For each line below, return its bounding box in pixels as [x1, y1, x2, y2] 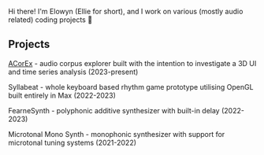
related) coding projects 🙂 [8, 15, 93, 24]
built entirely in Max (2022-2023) [8, 90, 117, 100]
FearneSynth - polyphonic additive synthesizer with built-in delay [8, 105, 220, 115]
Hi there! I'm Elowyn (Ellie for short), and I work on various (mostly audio [8, 7, 244, 16]
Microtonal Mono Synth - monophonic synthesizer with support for [8, 129, 225, 138]
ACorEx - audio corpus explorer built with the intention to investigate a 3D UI [8, 58, 257, 68]
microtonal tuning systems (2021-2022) [8, 138, 136, 147]
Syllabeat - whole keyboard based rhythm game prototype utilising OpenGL [8, 82, 254, 91]
